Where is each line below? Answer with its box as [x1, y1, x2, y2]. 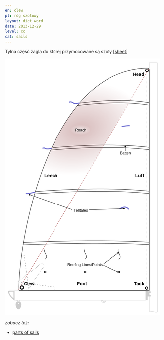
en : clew [5, 8, 23, 13]
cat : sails [5, 34, 28, 39]
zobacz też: [5, 320, 29, 325]
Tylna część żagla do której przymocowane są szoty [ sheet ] [5, 49, 128, 54]
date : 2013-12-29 [5, 24, 41, 29]
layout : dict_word [5, 18, 43, 23]
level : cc [5, 29, 26, 34]
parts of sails [12, 329, 39, 335]
